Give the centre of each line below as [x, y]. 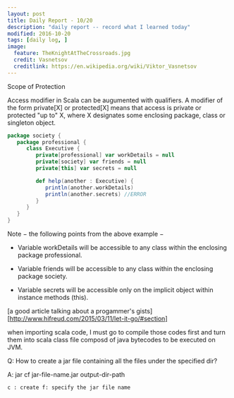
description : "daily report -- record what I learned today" [99, 27]
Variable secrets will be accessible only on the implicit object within [115, 290]
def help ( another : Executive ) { [85, 181]
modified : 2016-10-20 [39, 34]
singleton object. [32, 122]
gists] [144, 311]
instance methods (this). [53, 297]
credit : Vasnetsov [41, 60]
